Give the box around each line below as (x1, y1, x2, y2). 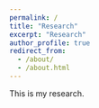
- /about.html (17, 64, 70, 73)
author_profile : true (9, 38, 91, 48)
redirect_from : (9, 47, 67, 56)
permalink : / (9, 13, 58, 22)
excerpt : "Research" (9, 30, 87, 39)
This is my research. (9, 87, 85, 99)
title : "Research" (9, 22, 78, 31)
